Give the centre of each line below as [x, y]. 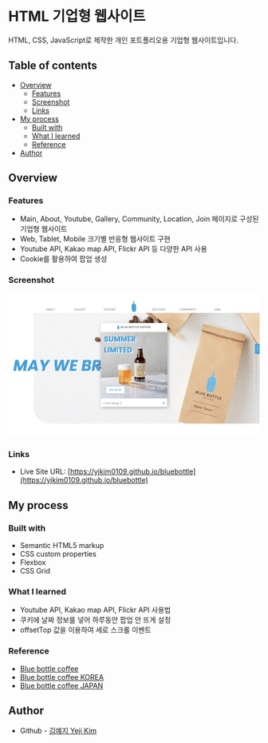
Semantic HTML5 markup [62, 545]
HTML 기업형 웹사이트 [77, 16]
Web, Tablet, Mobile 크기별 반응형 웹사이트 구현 [95, 239]
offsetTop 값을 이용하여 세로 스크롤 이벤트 [85, 630]
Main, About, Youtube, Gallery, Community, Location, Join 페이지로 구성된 [139, 219]
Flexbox [33, 562]
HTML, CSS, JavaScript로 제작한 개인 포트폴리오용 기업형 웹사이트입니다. [124, 40]
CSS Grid [35, 570]
